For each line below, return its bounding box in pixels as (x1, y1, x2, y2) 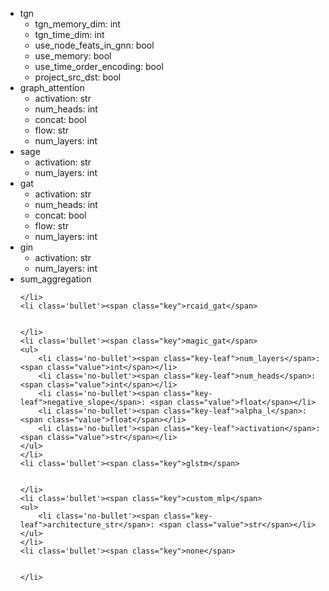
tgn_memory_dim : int (34, 18, 121, 30)
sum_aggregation (19, 273, 92, 285)
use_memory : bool (34, 50, 112, 62)
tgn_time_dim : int (34, 29, 105, 40)
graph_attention (19, 82, 85, 93)
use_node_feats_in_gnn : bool (34, 39, 155, 51)
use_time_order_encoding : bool (34, 61, 164, 72)
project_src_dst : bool (34, 71, 122, 83)
